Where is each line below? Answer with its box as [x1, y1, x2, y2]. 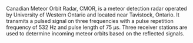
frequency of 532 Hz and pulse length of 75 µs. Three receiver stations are [6, 24, 188, 31]
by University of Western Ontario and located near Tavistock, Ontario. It [6, 11, 179, 18]
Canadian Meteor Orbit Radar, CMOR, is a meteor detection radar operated [6, 5, 187, 12]
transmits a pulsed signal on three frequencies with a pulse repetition [6, 18, 174, 24]
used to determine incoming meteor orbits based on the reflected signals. [6, 30, 185, 37]
